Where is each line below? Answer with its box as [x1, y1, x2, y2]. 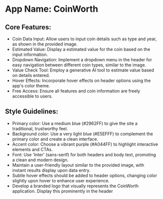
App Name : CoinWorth [5, 3, 99, 15]
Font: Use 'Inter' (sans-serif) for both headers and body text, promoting [12, 151, 156, 157]
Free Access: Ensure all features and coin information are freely [12, 88, 141, 94]
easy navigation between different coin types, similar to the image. [12, 62, 146, 68]
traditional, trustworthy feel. [12, 125, 68, 131]
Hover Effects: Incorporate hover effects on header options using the [12, 77, 151, 83]
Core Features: [5, 23, 51, 31]
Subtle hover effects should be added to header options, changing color [12, 173, 157, 178]
